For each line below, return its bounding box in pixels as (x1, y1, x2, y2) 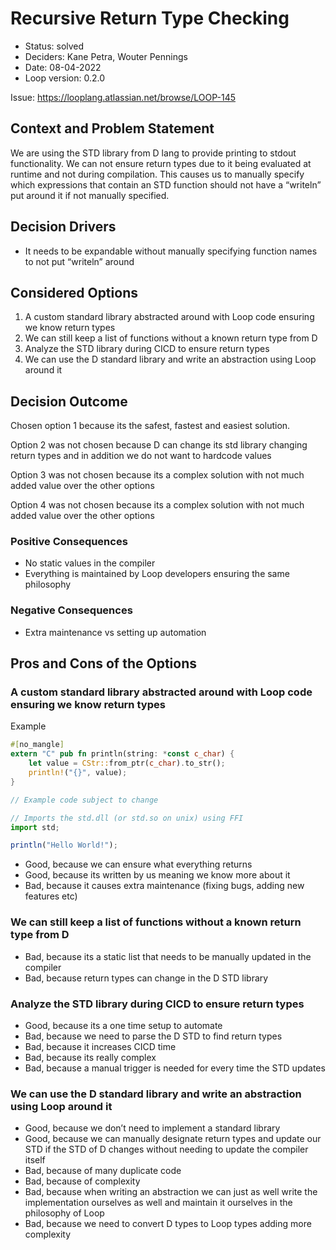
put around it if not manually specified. (10, 189, 170, 201)
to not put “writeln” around (24, 255, 135, 267)
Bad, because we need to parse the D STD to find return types (24, 1030, 283, 1042)
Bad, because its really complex (24, 1051, 157, 1063)
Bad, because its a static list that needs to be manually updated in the (24, 950, 312, 962)
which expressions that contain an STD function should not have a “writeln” (10, 178, 322, 191)
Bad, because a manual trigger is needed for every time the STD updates (24, 1062, 326, 1074)
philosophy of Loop (24, 1207, 105, 1219)
